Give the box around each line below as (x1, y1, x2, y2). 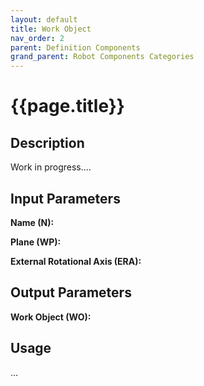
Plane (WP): (10, 236, 62, 248)
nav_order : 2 (10, 33, 65, 43)
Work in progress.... (10, 161, 92, 173)
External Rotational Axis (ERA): (10, 255, 142, 267)
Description (10, 134, 85, 151)
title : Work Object (10, 24, 92, 34)
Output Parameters (10, 284, 132, 301)
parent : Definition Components (10, 42, 141, 53)
